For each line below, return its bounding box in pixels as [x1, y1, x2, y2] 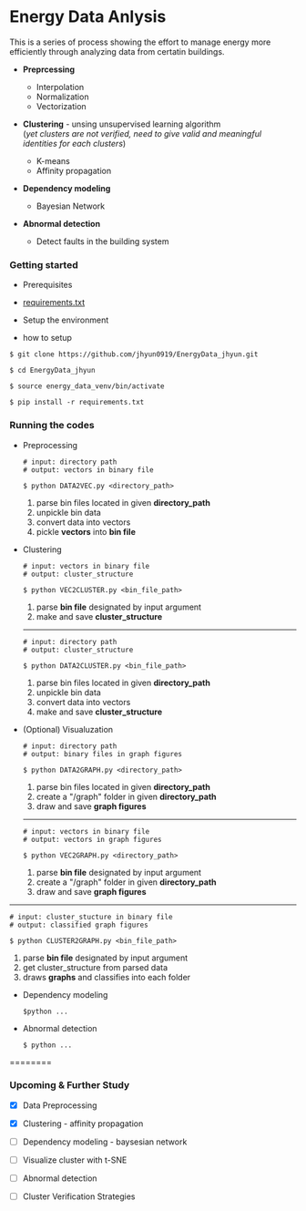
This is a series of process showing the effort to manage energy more [9, 36, 271, 47]
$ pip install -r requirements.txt [9, 398, 145, 407]
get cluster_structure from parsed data [22, 961, 168, 972]
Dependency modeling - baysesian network [22, 1136, 188, 1147]
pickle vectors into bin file [36, 526, 137, 537]
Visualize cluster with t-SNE [22, 1155, 127, 1165]
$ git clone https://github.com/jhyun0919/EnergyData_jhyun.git [9, 350, 259, 359]
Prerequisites [22, 280, 73, 291]
